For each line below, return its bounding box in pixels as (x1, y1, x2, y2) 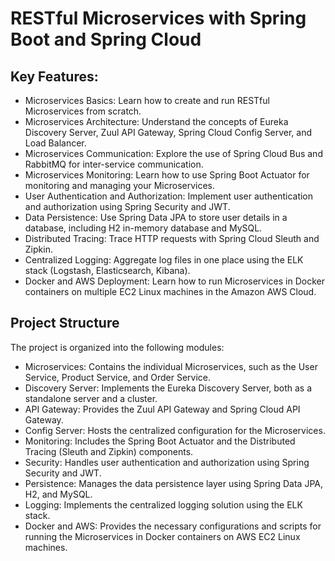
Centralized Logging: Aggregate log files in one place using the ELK (24, 254, 304, 266)
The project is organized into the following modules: (10, 341, 225, 353)
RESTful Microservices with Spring (10, 7, 307, 30)
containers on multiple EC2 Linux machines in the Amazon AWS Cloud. (24, 286, 317, 297)
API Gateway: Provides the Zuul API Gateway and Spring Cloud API (24, 403, 301, 415)
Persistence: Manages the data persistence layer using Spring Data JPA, (24, 477, 323, 489)
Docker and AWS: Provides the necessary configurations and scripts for (24, 520, 322, 532)
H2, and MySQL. (24, 488, 93, 500)
